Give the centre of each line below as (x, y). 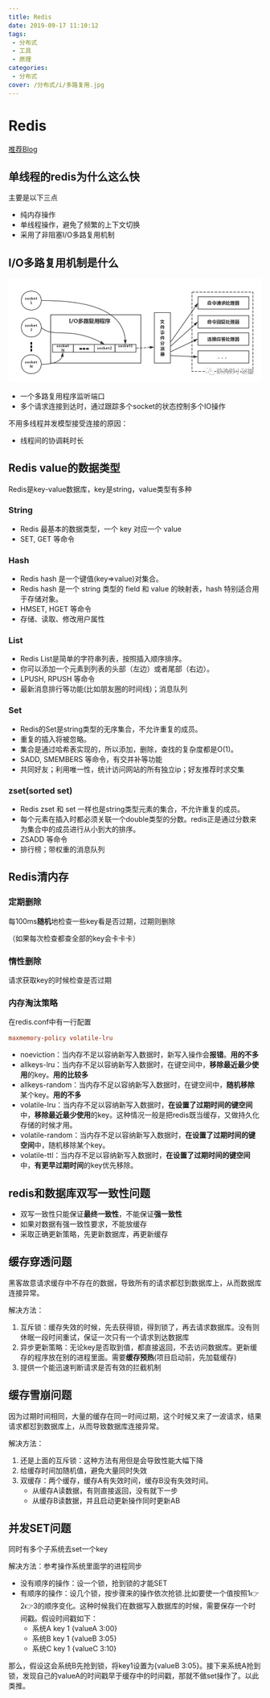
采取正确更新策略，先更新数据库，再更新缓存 (94, 1234)
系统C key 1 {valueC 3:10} (74, 1649)
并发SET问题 (40, 1528)
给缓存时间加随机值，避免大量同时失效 (83, 1470)
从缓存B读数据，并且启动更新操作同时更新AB (106, 1500)
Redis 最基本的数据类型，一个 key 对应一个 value (101, 529)
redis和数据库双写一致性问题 (80, 1193)
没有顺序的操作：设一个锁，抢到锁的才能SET (94, 1583)
